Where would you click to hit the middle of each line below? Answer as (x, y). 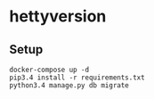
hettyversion (58, 16)
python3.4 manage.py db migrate (69, 86)
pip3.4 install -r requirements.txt (77, 78)
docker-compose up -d (49, 70)
